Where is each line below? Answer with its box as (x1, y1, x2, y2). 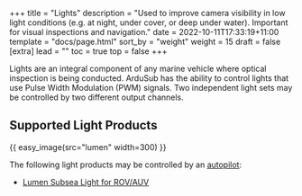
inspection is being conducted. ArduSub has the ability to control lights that (9, 73, 289, 84)
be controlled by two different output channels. (9, 92, 185, 102)
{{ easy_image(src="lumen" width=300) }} (9, 141, 167, 152)
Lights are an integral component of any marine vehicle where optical (9, 63, 267, 74)
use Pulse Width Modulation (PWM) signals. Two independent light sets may (9, 83, 293, 93)
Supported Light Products (9, 118, 158, 133)
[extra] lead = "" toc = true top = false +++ (9, 46, 168, 57)
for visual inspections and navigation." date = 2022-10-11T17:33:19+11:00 (9, 27, 279, 37)
